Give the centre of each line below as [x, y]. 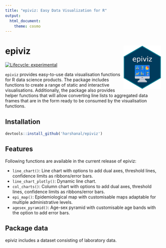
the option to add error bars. [41, 212]
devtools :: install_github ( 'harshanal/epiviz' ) [54, 134]
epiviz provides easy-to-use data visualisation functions [63, 75]
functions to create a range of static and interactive [57, 85]
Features [19, 149]
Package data [27, 228]
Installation [23, 122]
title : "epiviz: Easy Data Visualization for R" [56, 10]
